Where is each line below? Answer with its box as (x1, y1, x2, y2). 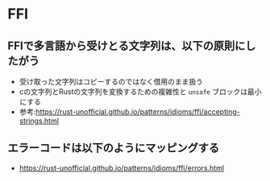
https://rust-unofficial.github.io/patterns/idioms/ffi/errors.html (19, 162, 225, 173)
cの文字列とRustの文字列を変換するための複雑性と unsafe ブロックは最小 (19, 87, 262, 97)
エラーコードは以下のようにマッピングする (7, 142, 219, 155)
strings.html (19, 116, 60, 125)
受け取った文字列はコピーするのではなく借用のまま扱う (19, 77, 203, 86)
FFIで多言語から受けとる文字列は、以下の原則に (7, 39, 246, 52)
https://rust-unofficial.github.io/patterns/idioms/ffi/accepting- (35, 107, 240, 117)
